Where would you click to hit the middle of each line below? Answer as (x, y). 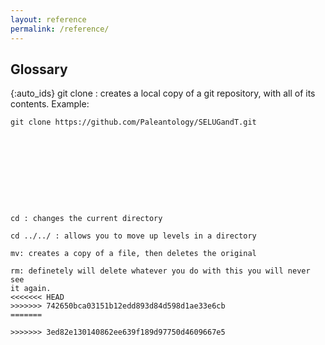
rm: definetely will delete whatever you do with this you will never (160, 271)
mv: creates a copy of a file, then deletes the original (133, 254)
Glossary (39, 69)
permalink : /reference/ (60, 29)
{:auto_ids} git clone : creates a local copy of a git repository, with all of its (163, 93)
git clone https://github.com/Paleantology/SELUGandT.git (133, 122)
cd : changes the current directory (86, 219)
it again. (31, 289)
